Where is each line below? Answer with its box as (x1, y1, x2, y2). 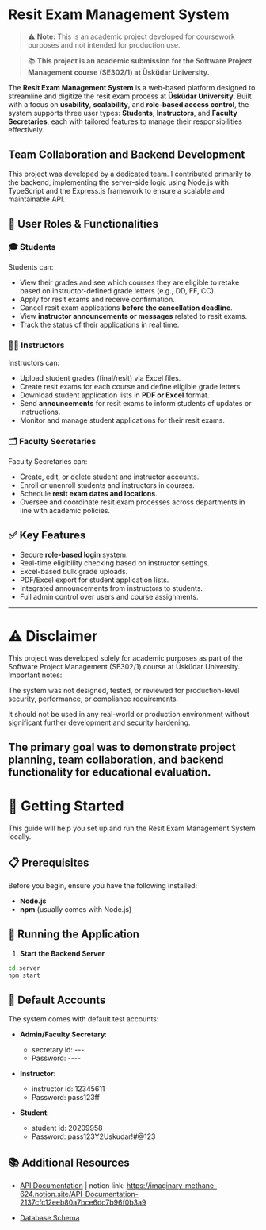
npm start (8, 971, 41, 979)
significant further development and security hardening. (8, 718, 191, 727)
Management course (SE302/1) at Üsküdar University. (27, 67, 210, 77)
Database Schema (19, 1213, 80, 1223)
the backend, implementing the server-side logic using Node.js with (8, 177, 230, 187)
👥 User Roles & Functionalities (8, 217, 159, 231)
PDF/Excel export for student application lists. (19, 575, 169, 584)
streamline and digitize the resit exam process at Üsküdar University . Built (8, 91, 252, 101)
